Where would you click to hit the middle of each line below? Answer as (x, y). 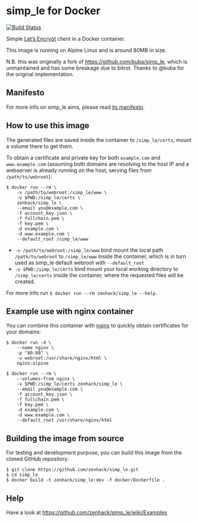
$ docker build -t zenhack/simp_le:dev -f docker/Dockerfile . (86, 480)
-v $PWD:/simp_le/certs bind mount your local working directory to (96, 269)
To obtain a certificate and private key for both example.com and (83, 157)
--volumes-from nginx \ (46, 379)
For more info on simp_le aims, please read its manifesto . (75, 107)
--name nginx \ (35, 348)
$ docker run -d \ (29, 343)
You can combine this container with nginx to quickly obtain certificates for (98, 326)
